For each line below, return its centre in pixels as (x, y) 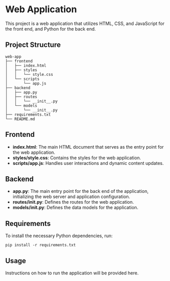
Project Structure (33, 45)
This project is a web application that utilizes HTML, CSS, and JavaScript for (85, 23)
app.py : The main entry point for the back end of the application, (80, 191)
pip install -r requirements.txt (41, 245)
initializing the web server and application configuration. (71, 196)
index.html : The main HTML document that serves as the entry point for (88, 147)
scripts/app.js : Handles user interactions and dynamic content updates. (88, 163)
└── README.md (20, 119)
